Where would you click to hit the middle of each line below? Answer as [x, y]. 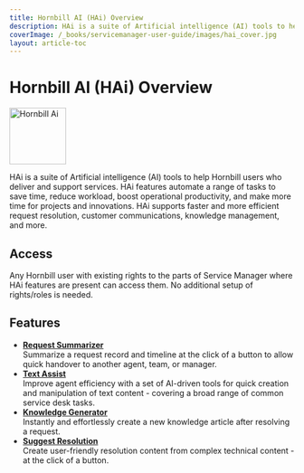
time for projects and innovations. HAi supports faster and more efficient [144, 206]
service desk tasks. [58, 402]
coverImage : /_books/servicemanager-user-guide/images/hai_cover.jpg [143, 34]
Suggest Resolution [60, 440]
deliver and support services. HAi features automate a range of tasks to [142, 187]
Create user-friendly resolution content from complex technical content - [158, 450]
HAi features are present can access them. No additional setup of [131, 285]
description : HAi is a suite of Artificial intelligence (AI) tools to [147, 26]
